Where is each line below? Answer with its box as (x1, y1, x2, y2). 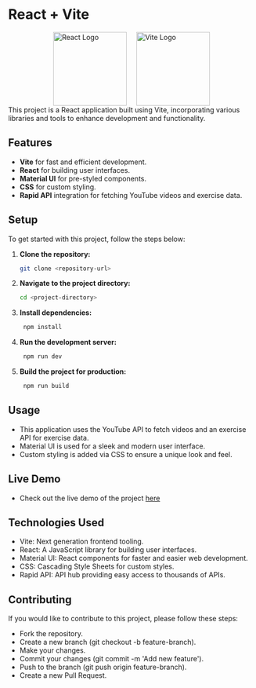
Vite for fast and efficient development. (19, 157, 147, 167)
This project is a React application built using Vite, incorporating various (8, 104, 240, 115)
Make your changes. (19, 646, 86, 655)
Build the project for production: (19, 367, 127, 376)
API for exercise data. (19, 433, 89, 442)
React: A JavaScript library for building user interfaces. (19, 545, 197, 554)
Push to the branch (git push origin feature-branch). (19, 662, 187, 672)
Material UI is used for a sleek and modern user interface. (19, 441, 206, 451)
